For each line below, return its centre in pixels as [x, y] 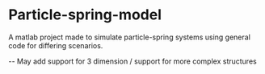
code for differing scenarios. [56, 45]
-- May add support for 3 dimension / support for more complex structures [132, 61]
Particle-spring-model [85, 15]
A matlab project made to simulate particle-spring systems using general [129, 37]
